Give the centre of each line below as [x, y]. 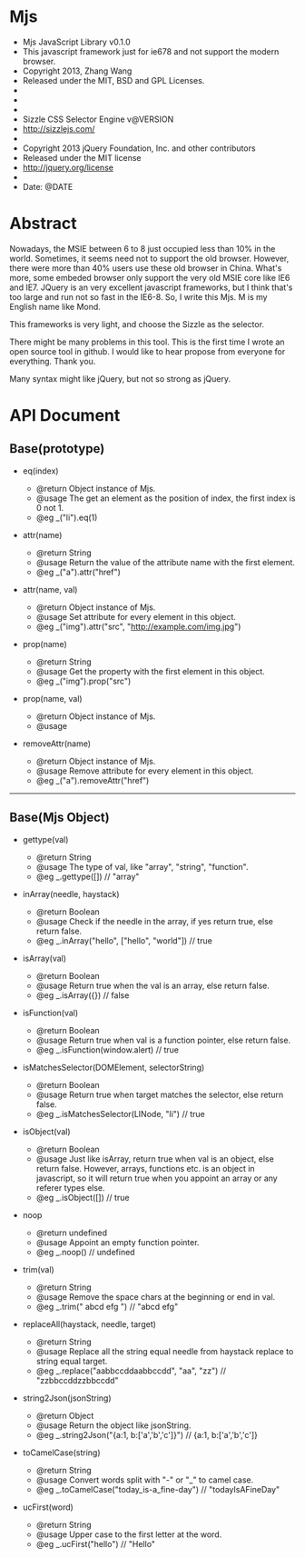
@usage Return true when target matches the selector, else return [160, 1094]
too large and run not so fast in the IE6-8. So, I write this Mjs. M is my [138, 296]
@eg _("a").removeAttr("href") [93, 780]
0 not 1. [50, 507]
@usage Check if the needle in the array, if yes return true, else [155, 921]
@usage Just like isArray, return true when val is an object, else [155, 1159]
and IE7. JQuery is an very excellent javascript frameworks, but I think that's [151, 287]
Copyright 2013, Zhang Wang [77, 71]
